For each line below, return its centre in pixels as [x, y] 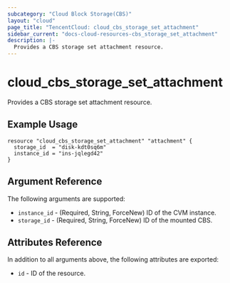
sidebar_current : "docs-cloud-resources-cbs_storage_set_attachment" [113, 34]
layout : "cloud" [31, 21]
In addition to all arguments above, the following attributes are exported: [113, 259]
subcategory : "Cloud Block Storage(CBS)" [70, 14]
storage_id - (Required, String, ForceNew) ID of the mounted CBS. [115, 220]
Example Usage [43, 124]
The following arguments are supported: [67, 199]
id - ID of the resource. [52, 273]
